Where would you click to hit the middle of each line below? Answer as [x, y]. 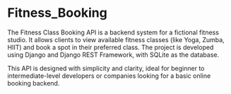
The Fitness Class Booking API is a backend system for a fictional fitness [113, 32]
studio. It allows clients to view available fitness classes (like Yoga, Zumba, [116, 39]
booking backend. [34, 83]
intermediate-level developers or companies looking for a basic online [109, 76]
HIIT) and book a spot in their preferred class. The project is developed [111, 47]
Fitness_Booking [57, 13]
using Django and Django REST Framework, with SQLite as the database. [113, 55]
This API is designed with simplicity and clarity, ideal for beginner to [106, 68]
